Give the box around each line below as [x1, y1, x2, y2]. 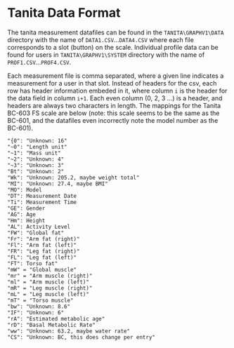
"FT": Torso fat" [7, 260, 58, 267]
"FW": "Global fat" [7, 229, 65, 236]
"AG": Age [7, 210, 37, 218]
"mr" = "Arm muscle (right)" [7, 272, 93, 279]
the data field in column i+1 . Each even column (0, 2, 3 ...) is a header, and [7, 93, 223, 102]
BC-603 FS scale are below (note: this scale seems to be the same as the [7, 109, 220, 117]
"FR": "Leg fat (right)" [7, 248, 80, 255]
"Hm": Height [7, 217, 46, 224]
